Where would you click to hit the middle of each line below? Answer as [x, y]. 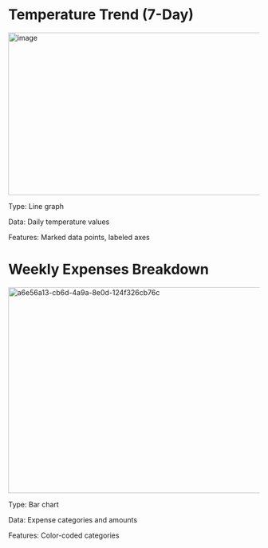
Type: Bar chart [34, 504]
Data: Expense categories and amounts [73, 519]
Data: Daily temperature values [59, 222]
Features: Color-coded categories [64, 535]
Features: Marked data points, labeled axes [79, 237]
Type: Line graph [36, 206]
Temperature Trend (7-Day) [101, 15]
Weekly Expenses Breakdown [109, 270]
